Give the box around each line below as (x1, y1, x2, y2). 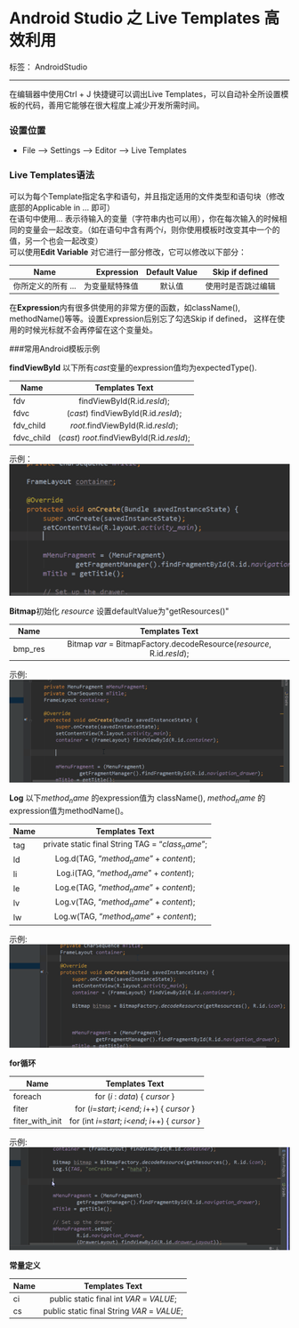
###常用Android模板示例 (9, 343, 101, 354)
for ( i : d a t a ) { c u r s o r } (94, 1091, 175, 1101)
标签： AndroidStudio (9, 61, 88, 72)
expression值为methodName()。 (9, 806, 129, 817)
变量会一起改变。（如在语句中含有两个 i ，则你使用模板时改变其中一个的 (24, 224, 280, 235)
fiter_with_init (12, 1115, 62, 1126)
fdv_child (12, 420, 46, 431)
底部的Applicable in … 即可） (9, 202, 116, 213)
